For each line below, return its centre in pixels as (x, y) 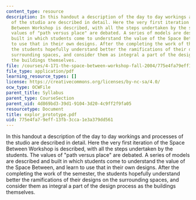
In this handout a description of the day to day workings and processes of (95, 136)
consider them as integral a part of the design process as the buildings (91, 186)
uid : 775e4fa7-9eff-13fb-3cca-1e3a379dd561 (60, 120)
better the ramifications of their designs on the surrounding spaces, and (92, 180)
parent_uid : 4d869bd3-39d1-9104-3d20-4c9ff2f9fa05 (69, 103)
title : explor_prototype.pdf (41, 114)
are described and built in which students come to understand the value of (96, 162)
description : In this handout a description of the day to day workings (96, 17)
